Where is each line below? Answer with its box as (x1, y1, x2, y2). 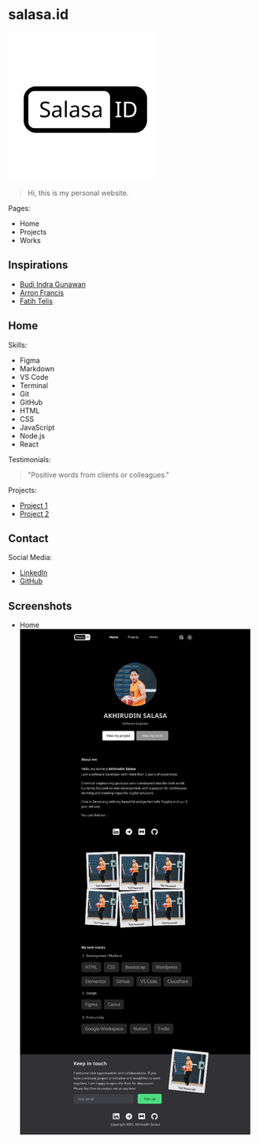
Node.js (19, 431, 46, 440)
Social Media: (8, 553, 53, 562)
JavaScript (19, 423, 55, 432)
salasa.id (8, 6, 69, 24)
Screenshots (8, 599, 72, 613)
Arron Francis (19, 288, 65, 297)
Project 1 (19, 500, 48, 510)
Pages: (8, 203, 31, 212)
